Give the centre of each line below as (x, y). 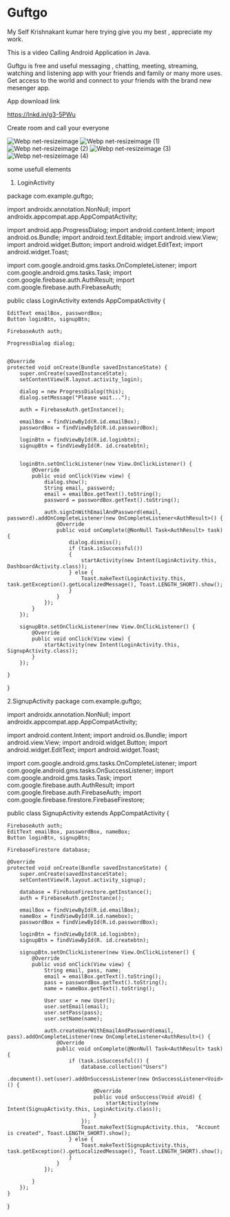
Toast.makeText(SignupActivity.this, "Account (150, 1127)
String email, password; (80, 488)
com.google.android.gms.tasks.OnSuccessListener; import (91, 770)
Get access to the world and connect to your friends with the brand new (109, 80)
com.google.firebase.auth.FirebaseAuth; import (74, 792)
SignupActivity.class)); (43, 651)
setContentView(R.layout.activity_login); (81, 379)
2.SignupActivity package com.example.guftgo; (75, 701)
